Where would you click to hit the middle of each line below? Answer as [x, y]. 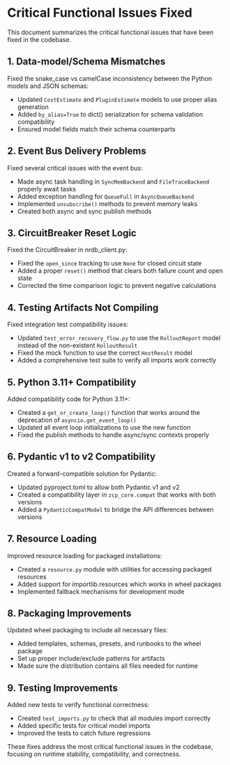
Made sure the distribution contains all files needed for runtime [108, 666]
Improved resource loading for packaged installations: [85, 555]
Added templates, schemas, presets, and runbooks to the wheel [109, 643]
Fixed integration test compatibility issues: [68, 325]
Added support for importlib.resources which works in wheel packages [119, 584]
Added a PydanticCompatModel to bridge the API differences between [115, 509]
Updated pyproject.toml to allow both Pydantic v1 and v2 [98, 487]
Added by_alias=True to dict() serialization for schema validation [110, 114]
